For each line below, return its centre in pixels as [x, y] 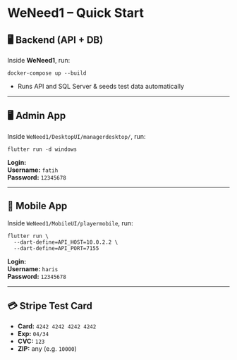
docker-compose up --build [47, 73]
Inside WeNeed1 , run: [39, 60]
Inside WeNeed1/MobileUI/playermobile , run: [70, 223]
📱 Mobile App [37, 206]
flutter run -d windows [42, 149]
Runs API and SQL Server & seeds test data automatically [101, 86]
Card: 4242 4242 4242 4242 [57, 326]
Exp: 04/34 [33, 334]
